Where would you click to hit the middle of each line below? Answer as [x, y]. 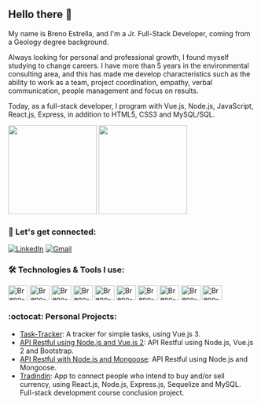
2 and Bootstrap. [47, 351]
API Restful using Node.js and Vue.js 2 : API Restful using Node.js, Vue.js [136, 342]
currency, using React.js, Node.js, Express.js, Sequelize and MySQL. [130, 384]
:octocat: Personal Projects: [62, 317]
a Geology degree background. [59, 42]
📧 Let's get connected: [52, 232]
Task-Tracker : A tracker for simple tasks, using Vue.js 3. [110, 334]
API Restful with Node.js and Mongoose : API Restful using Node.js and [134, 359]
